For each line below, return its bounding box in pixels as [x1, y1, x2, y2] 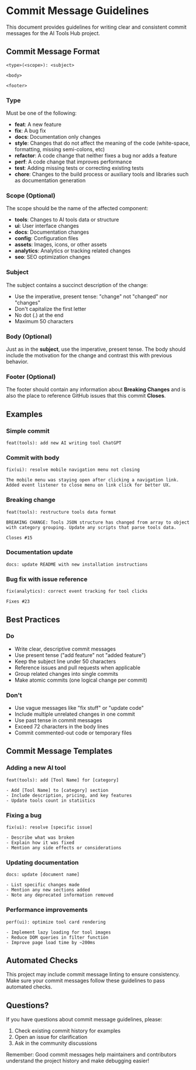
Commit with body [6, 453, 60, 461]
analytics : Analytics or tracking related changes [14, 247, 131, 254]
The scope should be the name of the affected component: [6, 205, 149, 212]
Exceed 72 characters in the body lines [14, 723, 109, 730]
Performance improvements [6, 906, 88, 914]
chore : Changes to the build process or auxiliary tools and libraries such [14, 171, 189, 178]
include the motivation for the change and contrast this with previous [6, 351, 173, 358]
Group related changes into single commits [14, 670, 119, 677]
